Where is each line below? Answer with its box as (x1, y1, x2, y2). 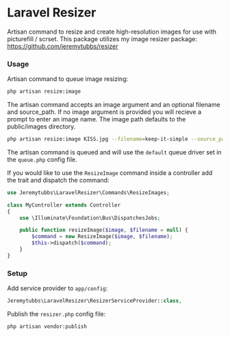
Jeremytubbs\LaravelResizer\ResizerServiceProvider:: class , (7, 297, 183, 305)
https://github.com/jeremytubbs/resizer (7, 42, 118, 50)
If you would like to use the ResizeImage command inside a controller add (7, 168, 213, 176)
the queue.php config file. (7, 155, 77, 163)
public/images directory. (7, 122, 76, 131)
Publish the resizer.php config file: (7, 310, 106, 318)
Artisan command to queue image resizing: (7, 75, 129, 83)
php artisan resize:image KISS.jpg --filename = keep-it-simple (7, 136, 188, 143)
